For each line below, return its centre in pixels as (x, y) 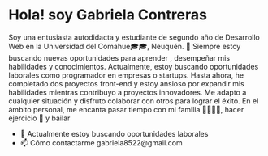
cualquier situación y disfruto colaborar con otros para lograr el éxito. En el (134, 101)
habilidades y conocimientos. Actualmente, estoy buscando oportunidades (134, 66)
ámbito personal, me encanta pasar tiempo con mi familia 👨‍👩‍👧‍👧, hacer (126, 109)
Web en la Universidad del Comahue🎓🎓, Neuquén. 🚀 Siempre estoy (125, 46)
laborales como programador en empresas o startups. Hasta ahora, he (126, 75)
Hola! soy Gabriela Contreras (108, 15)
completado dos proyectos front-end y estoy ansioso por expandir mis (127, 83)
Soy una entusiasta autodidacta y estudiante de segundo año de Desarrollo (134, 37)
